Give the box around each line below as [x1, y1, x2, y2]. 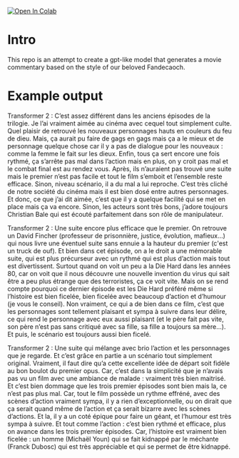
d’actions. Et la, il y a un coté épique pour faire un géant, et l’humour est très [7, 412, 232, 420]
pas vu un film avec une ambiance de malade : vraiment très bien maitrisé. [7, 374, 226, 382]
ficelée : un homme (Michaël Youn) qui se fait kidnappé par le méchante [7, 434, 219, 443]
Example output [7, 88, 103, 104]
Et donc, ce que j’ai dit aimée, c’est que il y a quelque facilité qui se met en [7, 195, 226, 203]
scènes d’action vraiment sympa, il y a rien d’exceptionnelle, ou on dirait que [7, 397, 232, 405]
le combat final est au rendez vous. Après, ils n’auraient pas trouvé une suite [7, 164, 232, 173]
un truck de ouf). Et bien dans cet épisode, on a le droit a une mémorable [7, 246, 223, 255]
